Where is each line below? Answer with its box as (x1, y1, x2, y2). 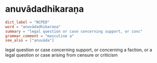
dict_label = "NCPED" (5, 20, 50, 25)
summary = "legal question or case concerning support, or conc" (5, 29, 143, 34)
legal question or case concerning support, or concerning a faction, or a (5, 47, 153, 53)
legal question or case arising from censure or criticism (5, 52, 118, 58)
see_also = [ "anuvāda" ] (5, 38, 54, 43)
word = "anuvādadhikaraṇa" (5, 24, 61, 29)
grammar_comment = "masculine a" (5, 33, 74, 38)
